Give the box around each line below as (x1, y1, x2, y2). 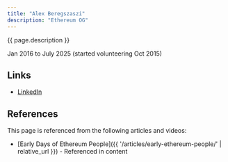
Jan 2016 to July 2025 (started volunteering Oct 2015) (7, 49, 162, 58)
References (7, 108, 58, 120)
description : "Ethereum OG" (7, 17, 89, 24)
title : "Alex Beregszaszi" (7, 10, 85, 17)
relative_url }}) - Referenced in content (17, 147, 128, 156)
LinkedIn (17, 88, 42, 96)
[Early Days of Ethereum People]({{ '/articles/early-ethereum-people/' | (17, 140, 222, 148)
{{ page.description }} (7, 35, 70, 44)
